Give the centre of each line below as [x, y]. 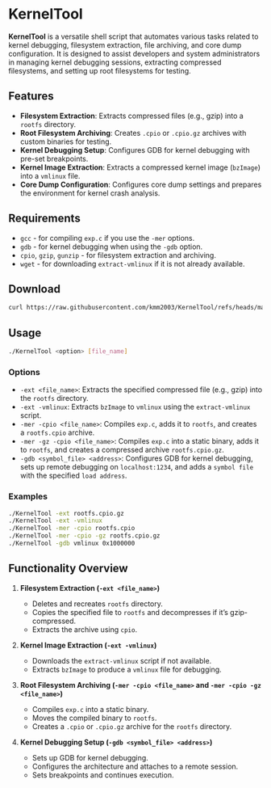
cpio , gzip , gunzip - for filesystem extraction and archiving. [118, 255]
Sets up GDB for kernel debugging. [90, 757]
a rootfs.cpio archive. [57, 432]
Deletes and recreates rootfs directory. [97, 604]
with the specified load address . [73, 476]
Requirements [44, 219]
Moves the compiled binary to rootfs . [94, 718]
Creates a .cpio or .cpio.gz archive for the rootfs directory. [132, 726]
